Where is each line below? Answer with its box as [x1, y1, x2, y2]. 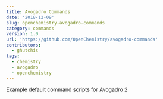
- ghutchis [11, 48, 39, 54]
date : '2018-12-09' [6, 14, 55, 20]
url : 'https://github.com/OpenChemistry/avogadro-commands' [6, 36, 159, 42]
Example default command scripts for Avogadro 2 [6, 86, 128, 93]
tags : [6, 53, 20, 59]
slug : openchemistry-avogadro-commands [6, 20, 105, 26]
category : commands [6, 25, 55, 32]
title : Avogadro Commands [6, 8, 70, 15]
